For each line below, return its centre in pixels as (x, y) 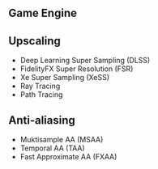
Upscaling (34, 41)
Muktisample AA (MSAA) (62, 140)
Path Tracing (41, 95)
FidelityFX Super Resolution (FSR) (77, 69)
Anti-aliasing (42, 120)
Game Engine (43, 13)
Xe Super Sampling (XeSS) (65, 78)
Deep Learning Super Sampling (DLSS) (85, 61)
